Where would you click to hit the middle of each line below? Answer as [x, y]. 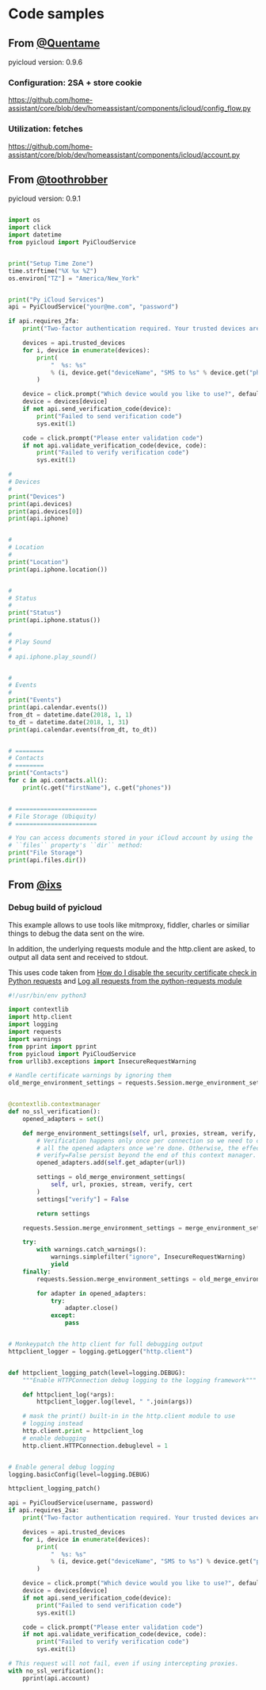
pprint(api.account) [56, 1678]
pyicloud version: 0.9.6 [46, 62]
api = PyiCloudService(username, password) [81, 1503]
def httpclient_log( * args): [68, 1394]
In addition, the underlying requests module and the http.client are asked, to [132, 948]
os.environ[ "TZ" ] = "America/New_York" [74, 278]
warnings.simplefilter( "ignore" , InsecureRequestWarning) [148, 1257]
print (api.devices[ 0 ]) [46, 511]
